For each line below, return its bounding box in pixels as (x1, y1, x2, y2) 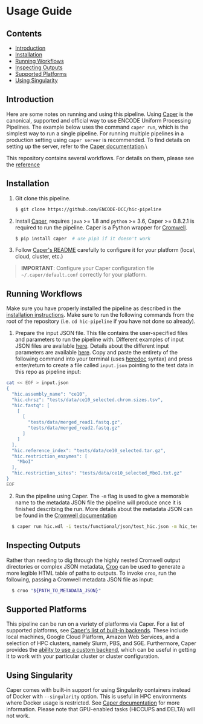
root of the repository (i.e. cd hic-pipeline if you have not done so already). (6, 317, 196, 325)
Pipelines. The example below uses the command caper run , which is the (6, 123, 188, 130)
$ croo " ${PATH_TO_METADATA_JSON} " (11, 587, 101, 594)
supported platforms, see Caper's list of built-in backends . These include (6, 627, 188, 634)
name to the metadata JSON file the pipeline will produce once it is (14, 499, 181, 506)
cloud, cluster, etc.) (14, 253, 63, 260)
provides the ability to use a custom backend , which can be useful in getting (6, 646, 196, 654)
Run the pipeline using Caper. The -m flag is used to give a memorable (14, 492, 189, 499)
